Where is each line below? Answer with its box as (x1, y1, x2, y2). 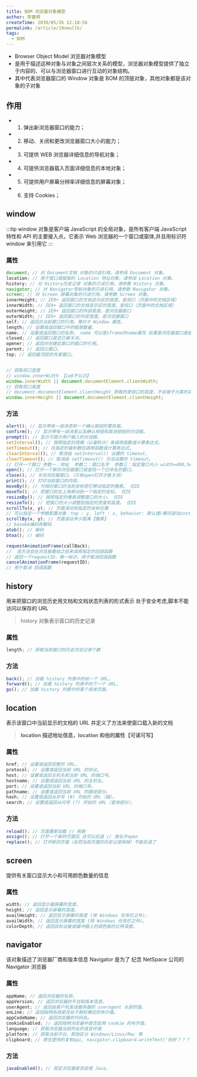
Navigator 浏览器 (6, 963, 47, 970)
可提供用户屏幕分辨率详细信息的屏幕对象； (23, 178, 127, 185)
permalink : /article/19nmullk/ (6, 25, 83, 31)
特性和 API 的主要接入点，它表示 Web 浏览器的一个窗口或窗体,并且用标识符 (6, 232, 186, 239)
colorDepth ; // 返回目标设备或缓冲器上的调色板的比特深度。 (6, 923, 138, 929)
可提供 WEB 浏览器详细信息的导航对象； (23, 151, 120, 158)
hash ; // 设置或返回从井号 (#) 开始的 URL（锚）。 (6, 794, 117, 800)
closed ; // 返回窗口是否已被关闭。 (6, 335, 83, 341)
